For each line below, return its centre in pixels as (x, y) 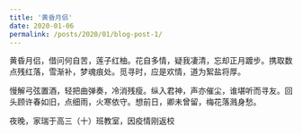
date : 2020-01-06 (42, 26)
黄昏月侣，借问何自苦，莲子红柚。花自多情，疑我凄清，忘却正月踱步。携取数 (151, 61)
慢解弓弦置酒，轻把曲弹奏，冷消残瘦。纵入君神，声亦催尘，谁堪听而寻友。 (147, 91)
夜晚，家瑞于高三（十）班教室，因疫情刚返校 (92, 121)
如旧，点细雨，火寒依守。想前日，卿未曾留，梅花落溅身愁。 (151, 102)
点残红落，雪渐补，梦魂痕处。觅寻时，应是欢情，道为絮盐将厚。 (127, 71)
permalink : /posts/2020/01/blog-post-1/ (86, 34)
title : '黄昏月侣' (41, 17)
